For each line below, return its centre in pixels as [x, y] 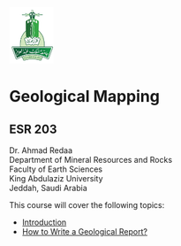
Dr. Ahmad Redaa [41, 150]
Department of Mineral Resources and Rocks [91, 160]
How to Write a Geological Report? [85, 231]
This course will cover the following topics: [87, 205]
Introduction [44, 222]
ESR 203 [33, 129]
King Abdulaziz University [56, 178]
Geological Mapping [85, 97]
